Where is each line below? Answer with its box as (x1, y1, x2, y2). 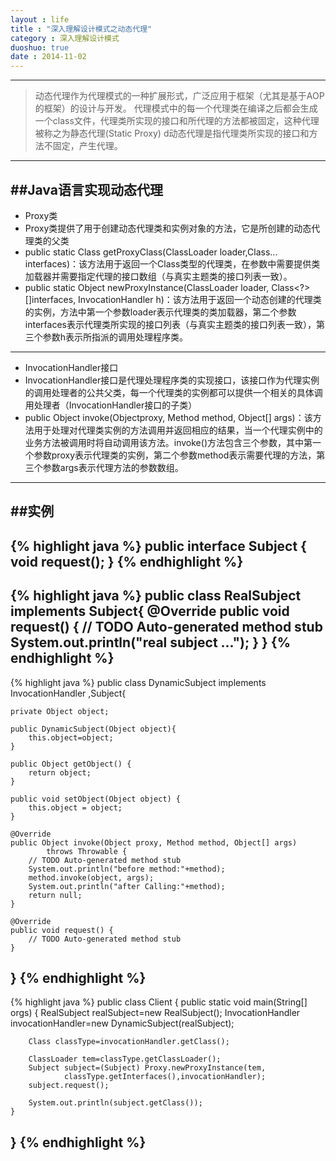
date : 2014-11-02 (10, 52, 87, 62)
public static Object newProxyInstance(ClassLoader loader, (24, 281, 270, 293)
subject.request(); (28, 1081, 110, 1091)
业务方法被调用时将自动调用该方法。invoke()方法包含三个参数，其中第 (24, 436, 313, 448)
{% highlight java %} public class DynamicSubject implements (10, 676, 267, 688)
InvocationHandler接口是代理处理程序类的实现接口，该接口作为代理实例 (24, 374, 320, 386)
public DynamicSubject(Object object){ (10, 724, 177, 734)
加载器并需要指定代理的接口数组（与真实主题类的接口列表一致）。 (24, 270, 293, 282)
